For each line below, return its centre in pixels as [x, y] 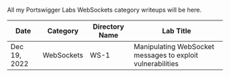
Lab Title [177, 31]
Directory [108, 27]
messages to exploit [166, 55]
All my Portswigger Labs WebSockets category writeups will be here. [104, 10]
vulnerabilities [156, 64]
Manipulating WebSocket [174, 47]
